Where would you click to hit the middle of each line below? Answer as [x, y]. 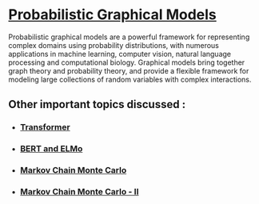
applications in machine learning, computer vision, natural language [120, 54]
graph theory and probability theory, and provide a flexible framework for [129, 70]
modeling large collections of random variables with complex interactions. [130, 79]
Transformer [45, 127]
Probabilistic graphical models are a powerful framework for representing [129, 37]
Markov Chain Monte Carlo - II [79, 192]
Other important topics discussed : [97, 104]
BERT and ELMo [51, 149]
